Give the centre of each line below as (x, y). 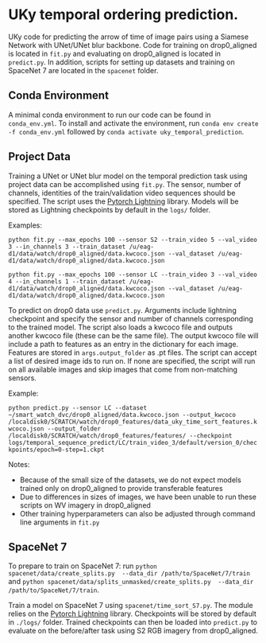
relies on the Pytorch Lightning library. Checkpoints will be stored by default (132, 614)
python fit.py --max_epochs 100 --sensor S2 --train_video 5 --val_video (133, 240)
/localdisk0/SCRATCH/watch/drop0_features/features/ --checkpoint (120, 435)
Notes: (19, 464)
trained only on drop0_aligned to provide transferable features (121, 488)
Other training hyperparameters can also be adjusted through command (137, 513)
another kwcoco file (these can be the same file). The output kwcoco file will (133, 335)
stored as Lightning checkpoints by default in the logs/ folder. (109, 209)
